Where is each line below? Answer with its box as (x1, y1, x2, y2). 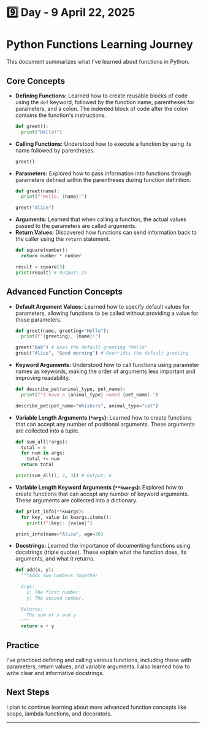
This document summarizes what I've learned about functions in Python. (6, 58, 190, 66)
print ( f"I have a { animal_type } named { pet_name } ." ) (21, 391, 159, 398)
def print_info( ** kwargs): (15, 508, 85, 515)
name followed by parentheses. (15, 146, 95, 154)
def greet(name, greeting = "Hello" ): (15, 328, 109, 334)
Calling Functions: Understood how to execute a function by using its (15, 140, 192, 148)
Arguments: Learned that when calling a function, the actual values (15, 216, 187, 223)
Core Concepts (6, 75, 66, 86)
